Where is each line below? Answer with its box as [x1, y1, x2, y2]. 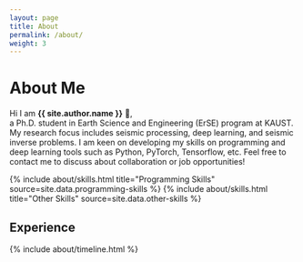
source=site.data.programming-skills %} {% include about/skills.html [9, 184, 268, 195]
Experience [9, 219, 76, 235]
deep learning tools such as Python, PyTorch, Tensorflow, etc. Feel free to [9, 146, 287, 157]
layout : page [9, 13, 59, 23]
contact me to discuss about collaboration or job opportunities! [9, 156, 246, 167]
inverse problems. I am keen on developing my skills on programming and [9, 137, 286, 148]
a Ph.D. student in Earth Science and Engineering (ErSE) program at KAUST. [9, 117, 294, 128]
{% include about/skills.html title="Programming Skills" [9, 174, 216, 185]
